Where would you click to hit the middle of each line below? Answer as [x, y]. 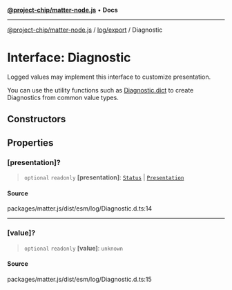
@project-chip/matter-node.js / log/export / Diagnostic [85, 30]
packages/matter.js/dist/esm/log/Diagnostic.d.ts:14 [80, 209]
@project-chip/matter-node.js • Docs [63, 10]
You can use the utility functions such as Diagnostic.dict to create [100, 90]
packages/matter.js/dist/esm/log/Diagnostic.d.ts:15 [79, 279]
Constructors [37, 119]
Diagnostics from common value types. [63, 97]
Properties [30, 143]
